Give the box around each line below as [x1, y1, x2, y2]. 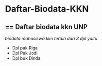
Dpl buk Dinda [12, 55, 41, 61]
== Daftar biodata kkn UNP [5, 23, 88, 31]
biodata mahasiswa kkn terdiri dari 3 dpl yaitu [5, 35, 98, 41]
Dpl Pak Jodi [12, 50, 38, 56]
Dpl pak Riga [12, 45, 38, 50]
